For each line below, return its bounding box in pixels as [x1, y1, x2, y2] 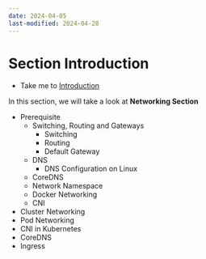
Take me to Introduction [19, 81, 99, 91]
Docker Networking [32, 189, 98, 199]
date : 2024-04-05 [8, 11, 67, 20]
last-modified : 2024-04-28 [8, 19, 99, 28]
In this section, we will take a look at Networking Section [8, 96, 199, 106]
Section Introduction [8, 54, 149, 73]
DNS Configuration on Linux [44, 163, 138, 174]
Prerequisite [19, 113, 61, 122]
